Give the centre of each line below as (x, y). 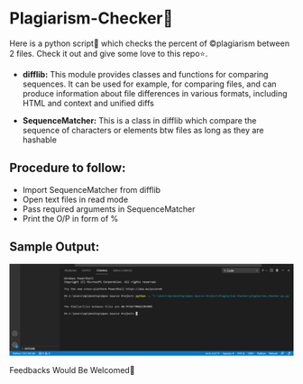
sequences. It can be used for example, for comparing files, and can (149, 84)
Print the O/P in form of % (70, 218)
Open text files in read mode (75, 199)
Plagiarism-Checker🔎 (92, 18)
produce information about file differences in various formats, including (155, 93)
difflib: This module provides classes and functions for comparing (145, 74)
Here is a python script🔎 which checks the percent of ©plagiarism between (150, 43)
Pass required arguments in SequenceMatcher (109, 209)
